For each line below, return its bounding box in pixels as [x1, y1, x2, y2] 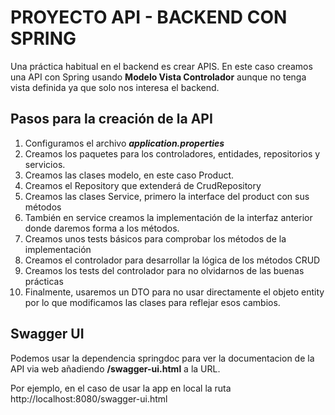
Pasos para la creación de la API [10, 111, 213, 128]
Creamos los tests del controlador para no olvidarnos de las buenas [24, 264, 305, 276]
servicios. [24, 158, 66, 170]
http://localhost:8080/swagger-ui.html [10, 392, 168, 405]
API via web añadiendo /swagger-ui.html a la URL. [10, 362, 221, 375]
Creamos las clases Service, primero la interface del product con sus [24, 190, 310, 202]
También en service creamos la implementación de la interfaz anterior [24, 211, 313, 223]
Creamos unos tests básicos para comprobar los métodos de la [24, 232, 287, 245]
